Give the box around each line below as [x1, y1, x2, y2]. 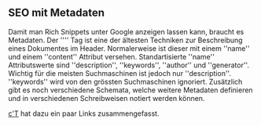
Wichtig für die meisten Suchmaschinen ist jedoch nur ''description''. [8, 68, 232, 77]
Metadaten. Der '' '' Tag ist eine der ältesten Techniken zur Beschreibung [8, 35, 243, 45]
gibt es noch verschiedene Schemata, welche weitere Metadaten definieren [8, 85, 253, 95]
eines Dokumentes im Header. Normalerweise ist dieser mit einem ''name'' [8, 43, 250, 53]
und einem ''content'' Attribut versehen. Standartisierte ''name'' [8, 52, 215, 61]
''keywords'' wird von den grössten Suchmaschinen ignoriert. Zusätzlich [8, 77, 243, 86]
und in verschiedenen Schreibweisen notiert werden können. [8, 93, 205, 103]
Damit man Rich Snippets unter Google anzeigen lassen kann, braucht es [8, 27, 244, 36]
